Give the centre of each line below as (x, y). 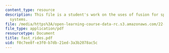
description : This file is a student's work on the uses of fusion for (82, 15)
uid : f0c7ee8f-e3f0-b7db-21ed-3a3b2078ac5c (52, 43)
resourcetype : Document (30, 33)
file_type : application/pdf (35, 29)
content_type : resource (30, 10)
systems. (19, 19)
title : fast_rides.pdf (29, 38)
